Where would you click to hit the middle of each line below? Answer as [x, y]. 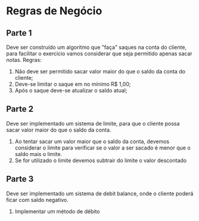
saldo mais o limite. [38, 154]
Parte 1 [19, 33]
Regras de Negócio [54, 11]
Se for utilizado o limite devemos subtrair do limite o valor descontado [100, 160]
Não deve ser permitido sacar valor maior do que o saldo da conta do [100, 71]
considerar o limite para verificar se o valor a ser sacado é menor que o [102, 148]
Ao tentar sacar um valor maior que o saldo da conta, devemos [92, 141]
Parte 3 [20, 179]
